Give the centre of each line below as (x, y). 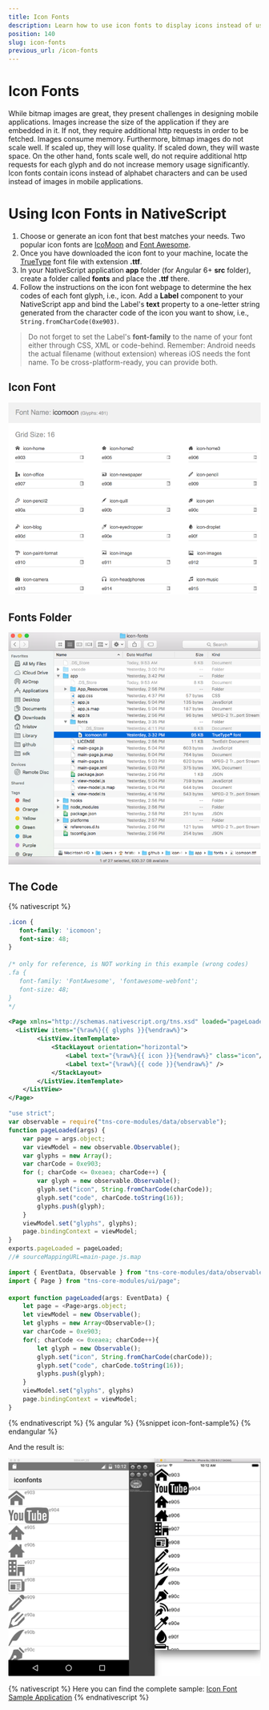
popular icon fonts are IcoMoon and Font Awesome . (105, 245)
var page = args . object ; (64, 1139)
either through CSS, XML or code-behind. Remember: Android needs (142, 345)
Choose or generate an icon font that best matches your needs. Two (132, 236)
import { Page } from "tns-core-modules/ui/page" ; (94, 1281)
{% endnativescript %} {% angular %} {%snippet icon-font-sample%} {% (130, 1422)
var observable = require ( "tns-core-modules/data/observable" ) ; (118, 1122)
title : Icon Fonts (39, 17)
